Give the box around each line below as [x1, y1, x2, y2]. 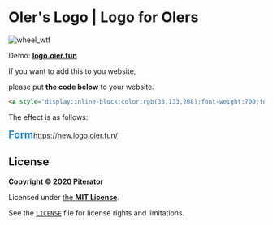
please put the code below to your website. [8, 82, 154, 92]
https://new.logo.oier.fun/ [32, 130, 119, 140]
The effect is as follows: [8, 112, 89, 122]
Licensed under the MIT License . [8, 192, 120, 202]
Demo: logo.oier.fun [8, 50, 77, 60]
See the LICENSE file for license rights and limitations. [8, 207, 185, 218]
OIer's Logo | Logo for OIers [8, 8, 199, 27]
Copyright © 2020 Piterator [8, 177, 104, 186]
